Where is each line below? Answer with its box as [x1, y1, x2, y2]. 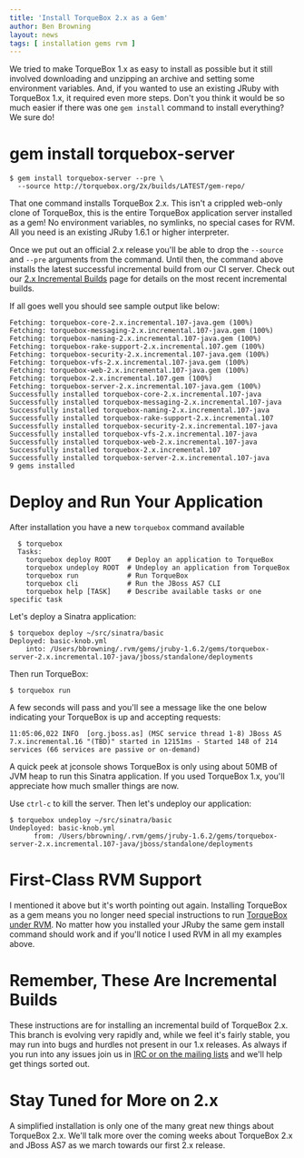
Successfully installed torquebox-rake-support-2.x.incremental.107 [9, 414, 274, 423]
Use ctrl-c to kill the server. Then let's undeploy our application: [9, 798, 252, 810]
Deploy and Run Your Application [9, 492, 264, 512]
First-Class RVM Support [9, 870, 202, 891]
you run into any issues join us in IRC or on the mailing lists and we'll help [9, 1049, 283, 1060]
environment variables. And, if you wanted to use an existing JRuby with [9, 83, 279, 94]
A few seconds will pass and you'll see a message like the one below [9, 702, 268, 713]
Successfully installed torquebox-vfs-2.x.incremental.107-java [9, 429, 258, 439]
